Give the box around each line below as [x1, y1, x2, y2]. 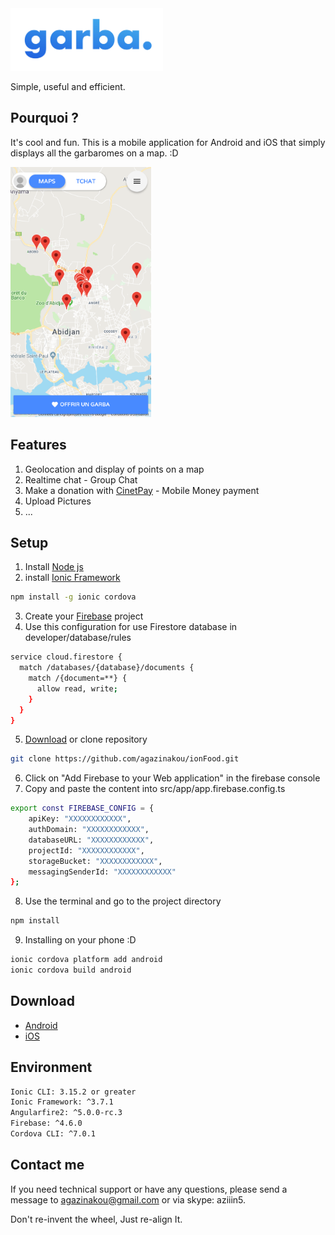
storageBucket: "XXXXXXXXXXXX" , [28, 856, 163, 866]
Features [10, 437, 67, 454]
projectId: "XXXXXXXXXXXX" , [28, 845, 145, 856]
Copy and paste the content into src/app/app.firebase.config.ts [24, 783, 286, 795]
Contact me [10, 1157, 85, 1174]
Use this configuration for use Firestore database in [24, 621, 238, 633]
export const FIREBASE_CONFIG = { [10, 803, 155, 814]
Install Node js [24, 561, 84, 573]
